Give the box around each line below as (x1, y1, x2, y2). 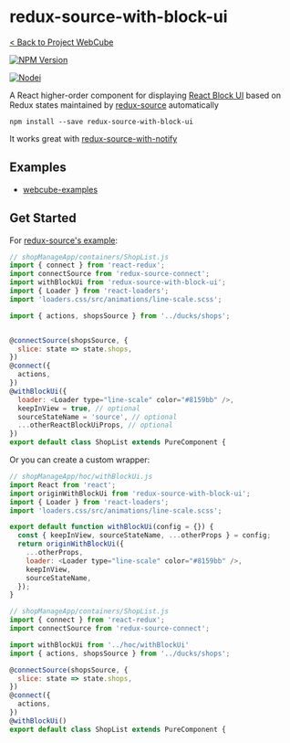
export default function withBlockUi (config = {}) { (9, 523, 214, 532)
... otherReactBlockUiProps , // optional (17, 420, 173, 430)
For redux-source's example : (9, 235, 119, 246)
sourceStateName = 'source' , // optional (17, 412, 178, 421)
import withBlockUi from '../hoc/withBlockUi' (9, 640, 190, 650)
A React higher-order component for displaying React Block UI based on (9, 90, 282, 101)
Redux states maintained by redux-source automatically (9, 99, 219, 111)
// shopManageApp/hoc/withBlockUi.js (9, 472, 153, 482)
